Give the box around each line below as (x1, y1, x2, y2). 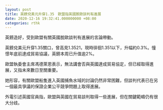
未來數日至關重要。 (21, 67, 61, 73)
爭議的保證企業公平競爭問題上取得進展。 (21, 83, 103, 90)
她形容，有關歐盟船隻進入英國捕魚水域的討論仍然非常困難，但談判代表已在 (5, 78, 154, 83)
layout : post (5, 7, 32, 12)
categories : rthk (5, 20, 40, 26)
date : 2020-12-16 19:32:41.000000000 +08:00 (5, 16, 97, 21)
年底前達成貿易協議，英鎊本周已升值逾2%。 (9, 51, 97, 57)
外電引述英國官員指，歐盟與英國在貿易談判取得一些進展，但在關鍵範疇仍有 (5, 94, 154, 100)
